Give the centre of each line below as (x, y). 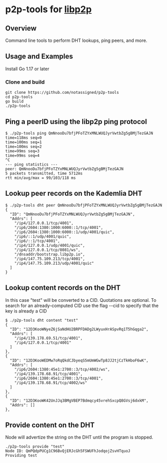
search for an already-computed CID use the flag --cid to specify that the (82, 305)
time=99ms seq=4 (22, 156)
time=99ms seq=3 (22, 151)
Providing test (21, 456)
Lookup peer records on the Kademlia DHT (74, 194)
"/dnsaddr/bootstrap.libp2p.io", (50, 254)
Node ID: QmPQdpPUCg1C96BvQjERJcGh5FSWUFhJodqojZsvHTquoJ (68, 451)
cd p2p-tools (19, 97)
